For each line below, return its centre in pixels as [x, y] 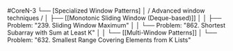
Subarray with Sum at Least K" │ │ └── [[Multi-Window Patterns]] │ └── [112, 32]
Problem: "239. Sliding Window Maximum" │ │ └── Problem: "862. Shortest [116, 25]
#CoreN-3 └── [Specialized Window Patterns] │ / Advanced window [106, 11]
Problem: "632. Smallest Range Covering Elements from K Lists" [99, 40]
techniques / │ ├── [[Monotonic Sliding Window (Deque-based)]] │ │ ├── [114, 18]
